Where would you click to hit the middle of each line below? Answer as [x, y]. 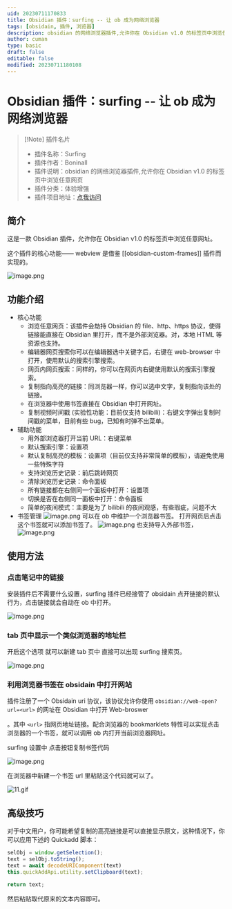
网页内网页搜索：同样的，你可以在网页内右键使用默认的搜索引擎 [118, 369]
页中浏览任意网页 [59, 180]
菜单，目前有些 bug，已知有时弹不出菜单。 [107, 421]
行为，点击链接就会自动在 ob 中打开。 [61, 602]
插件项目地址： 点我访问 [68, 197]
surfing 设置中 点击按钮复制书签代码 [58, 748]
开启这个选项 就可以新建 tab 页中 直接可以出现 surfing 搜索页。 [97, 652]
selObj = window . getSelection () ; [55, 853]
